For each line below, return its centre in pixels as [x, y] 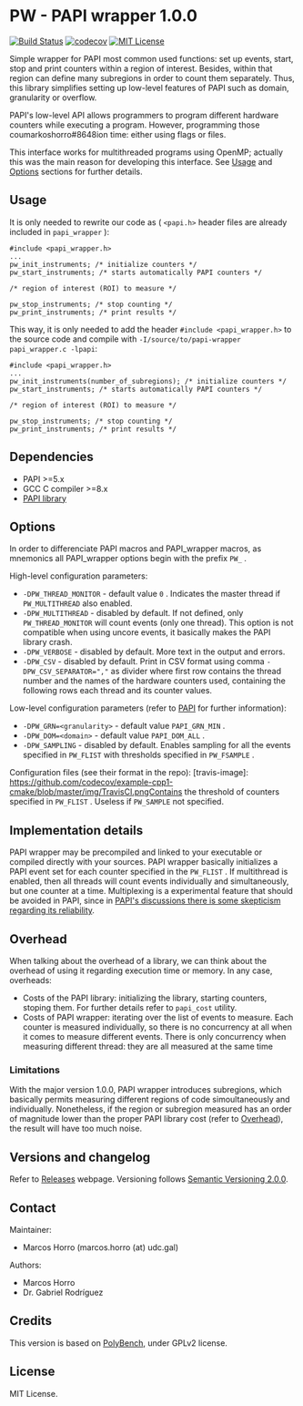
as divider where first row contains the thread [196, 672]
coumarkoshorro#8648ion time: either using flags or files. [118, 134]
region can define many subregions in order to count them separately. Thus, [152, 77]
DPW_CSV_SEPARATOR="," [66, 672]
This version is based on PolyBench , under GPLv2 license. [118, 1343]
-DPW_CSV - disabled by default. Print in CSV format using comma [144, 662]
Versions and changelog [80, 1157]
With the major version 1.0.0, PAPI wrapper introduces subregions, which [146, 1090]
